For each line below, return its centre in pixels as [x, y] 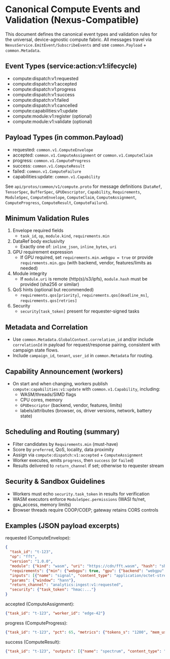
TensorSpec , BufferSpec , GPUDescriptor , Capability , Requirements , [73, 191]
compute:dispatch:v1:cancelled [45, 105]
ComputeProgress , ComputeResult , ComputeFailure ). [57, 202]
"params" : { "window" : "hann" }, [43, 580]
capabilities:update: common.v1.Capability [56, 176]
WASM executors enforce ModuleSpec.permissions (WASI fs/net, [79, 499]
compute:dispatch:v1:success [44, 94]
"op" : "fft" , [24, 557]
